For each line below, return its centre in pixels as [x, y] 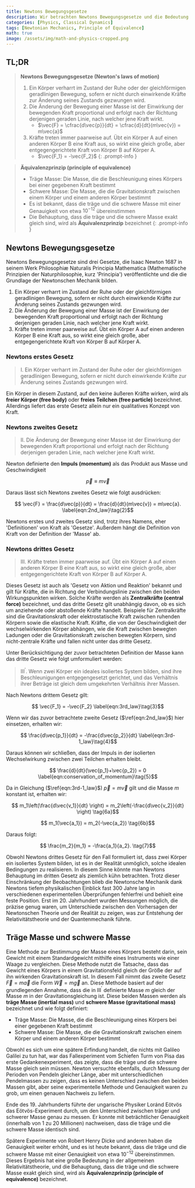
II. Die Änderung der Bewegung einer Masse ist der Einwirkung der [100, 440]
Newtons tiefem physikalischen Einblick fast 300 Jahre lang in [81, 888]
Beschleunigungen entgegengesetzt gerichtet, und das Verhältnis [99, 677]
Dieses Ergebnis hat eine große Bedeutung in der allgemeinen [80, 1160]
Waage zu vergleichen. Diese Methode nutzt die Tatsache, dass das [87, 964]
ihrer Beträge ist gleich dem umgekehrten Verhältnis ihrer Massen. [100, 683]
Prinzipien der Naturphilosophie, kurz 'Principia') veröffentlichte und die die [97, 274]
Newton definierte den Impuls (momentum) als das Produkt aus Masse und [97, 463]
